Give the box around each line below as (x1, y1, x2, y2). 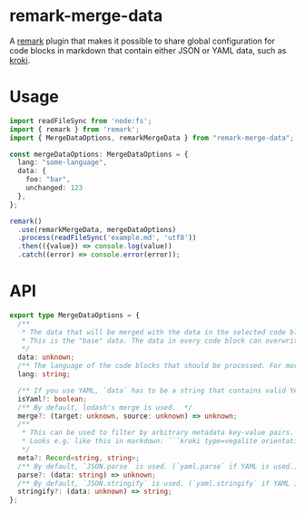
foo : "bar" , (25, 175, 71, 184)
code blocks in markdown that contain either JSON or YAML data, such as (9, 44, 287, 55)
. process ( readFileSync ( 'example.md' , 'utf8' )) (17, 233, 197, 243)
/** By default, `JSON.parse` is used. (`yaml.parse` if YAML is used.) (17, 461, 299, 471)
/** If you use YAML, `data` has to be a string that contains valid (17, 386, 286, 395)
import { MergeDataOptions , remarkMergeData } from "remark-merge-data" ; (9, 133, 295, 142)
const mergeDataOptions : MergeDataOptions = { (9, 150, 189, 159)
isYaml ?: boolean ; (17, 394, 88, 403)
